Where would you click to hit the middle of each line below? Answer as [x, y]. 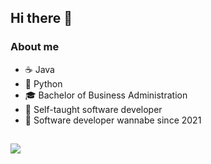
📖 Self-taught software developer [93, 109]
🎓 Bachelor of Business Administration [106, 95]
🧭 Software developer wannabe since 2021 [113, 120]
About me [35, 47]
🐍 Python [43, 83]
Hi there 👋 [41, 18]
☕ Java [39, 69]
